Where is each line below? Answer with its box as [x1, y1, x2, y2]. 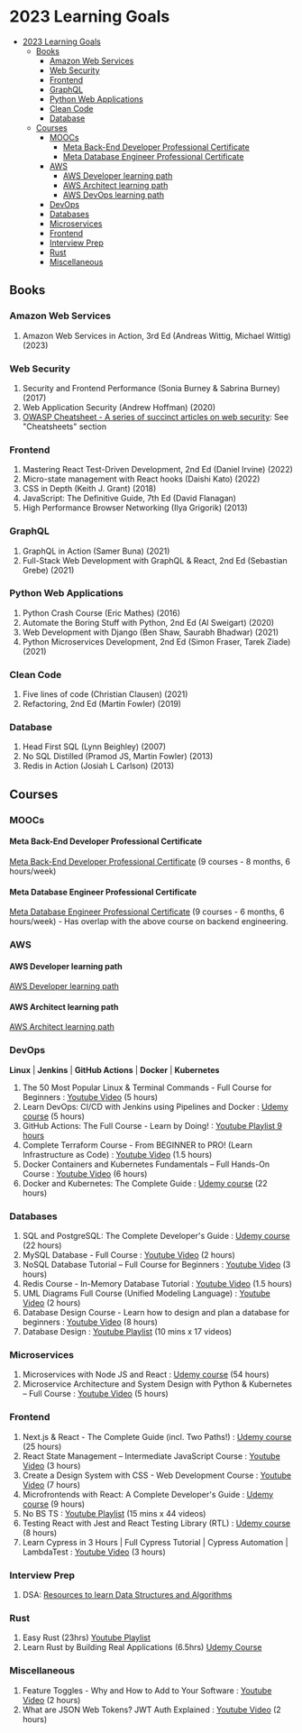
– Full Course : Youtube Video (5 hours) [22, 1389, 169, 1399]
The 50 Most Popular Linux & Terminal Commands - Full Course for [22, 1082, 272, 1093]
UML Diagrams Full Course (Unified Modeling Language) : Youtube [22, 1288, 270, 1299]
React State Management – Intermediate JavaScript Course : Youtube [22, 1450, 281, 1462]
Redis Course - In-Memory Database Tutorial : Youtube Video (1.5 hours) [22, 1279, 293, 1289]
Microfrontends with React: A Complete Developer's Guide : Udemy [22, 1489, 274, 1499]
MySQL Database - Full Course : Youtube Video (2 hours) [22, 1250, 236, 1261]
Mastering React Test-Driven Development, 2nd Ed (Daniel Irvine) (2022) [22, 464, 293, 475]
